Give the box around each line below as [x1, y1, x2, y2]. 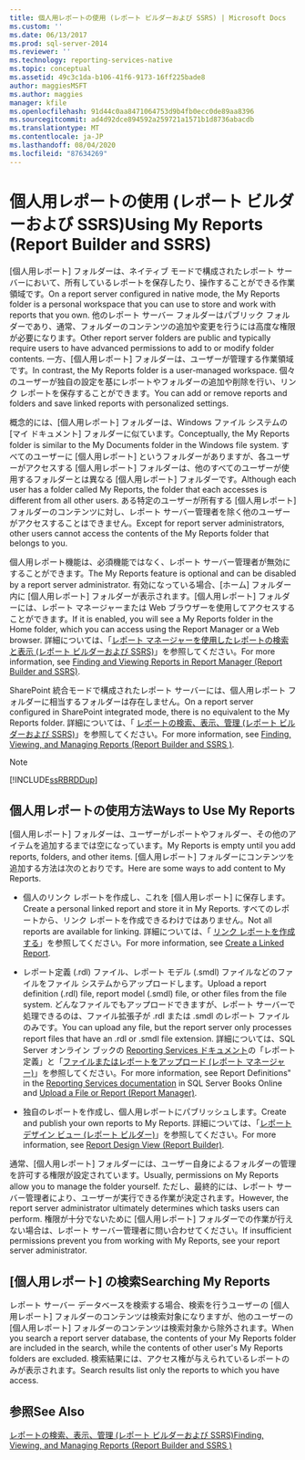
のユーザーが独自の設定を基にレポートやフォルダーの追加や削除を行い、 [9, 376, 280, 387]
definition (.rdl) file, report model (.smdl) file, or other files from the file [22, 988, 287, 999]
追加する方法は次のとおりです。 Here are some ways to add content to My [9, 863, 286, 874]
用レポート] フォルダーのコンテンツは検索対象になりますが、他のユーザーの [9, 1311, 294, 1322]
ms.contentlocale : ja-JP [9, 132, 104, 141]
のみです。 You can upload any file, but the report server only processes [22, 1022, 292, 1033]
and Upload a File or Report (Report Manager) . [22, 1088, 198, 1099]
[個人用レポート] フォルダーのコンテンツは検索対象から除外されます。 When [9, 1322, 294, 1333]
